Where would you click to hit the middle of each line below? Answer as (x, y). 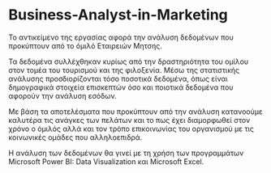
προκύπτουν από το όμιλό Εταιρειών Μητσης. (85, 45)
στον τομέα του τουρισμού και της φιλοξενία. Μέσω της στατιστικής (124, 70)
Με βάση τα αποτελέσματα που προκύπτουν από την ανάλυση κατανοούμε (135, 112)
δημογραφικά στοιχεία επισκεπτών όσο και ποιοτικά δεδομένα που (121, 87)
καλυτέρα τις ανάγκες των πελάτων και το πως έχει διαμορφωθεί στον (129, 120)
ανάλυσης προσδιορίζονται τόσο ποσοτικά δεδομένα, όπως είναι (118, 78)
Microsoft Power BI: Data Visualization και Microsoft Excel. (106, 161)
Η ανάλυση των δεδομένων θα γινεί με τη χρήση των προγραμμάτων (126, 153)
